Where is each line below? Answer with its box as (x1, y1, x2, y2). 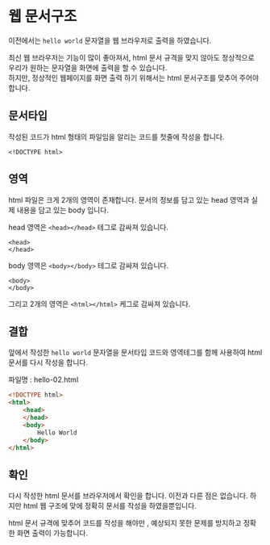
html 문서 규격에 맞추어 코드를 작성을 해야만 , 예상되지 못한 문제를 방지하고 (8, 518, 242, 528)
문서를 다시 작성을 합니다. (8, 358, 89, 367)
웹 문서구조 (8, 7, 77, 26)
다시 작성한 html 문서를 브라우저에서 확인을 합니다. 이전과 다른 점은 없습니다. (8, 491, 248, 501)
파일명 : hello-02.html (8, 375, 79, 384)
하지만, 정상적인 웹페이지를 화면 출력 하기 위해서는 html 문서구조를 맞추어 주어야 (8, 73, 260, 82)
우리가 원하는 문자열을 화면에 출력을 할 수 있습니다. (8, 62, 168, 73)
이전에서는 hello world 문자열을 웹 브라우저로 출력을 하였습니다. (8, 36, 212, 45)
